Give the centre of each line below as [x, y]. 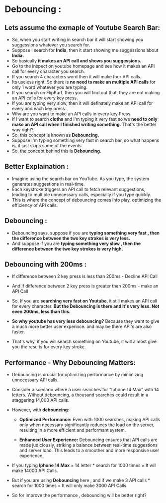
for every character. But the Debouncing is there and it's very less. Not [85, 306]
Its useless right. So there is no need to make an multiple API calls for [84, 82]
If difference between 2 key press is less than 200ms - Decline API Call [84, 276]
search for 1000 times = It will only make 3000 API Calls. [70, 486]
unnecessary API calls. [35, 380]
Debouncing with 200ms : [46, 265]
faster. [18, 332]
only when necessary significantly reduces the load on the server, [87, 425]
